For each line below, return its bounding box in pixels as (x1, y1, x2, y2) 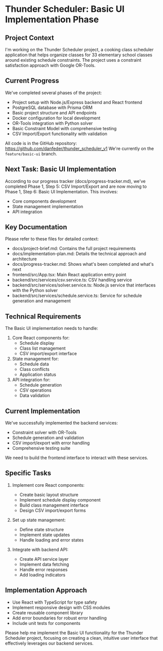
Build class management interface (19, 502, 89, 508)
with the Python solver (12, 288, 58, 293)
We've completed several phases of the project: (5, 90, 102, 96)
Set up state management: (12, 517, 66, 523)
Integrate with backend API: (12, 546, 69, 552)
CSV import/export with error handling (12, 440, 90, 446)
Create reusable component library (12, 610, 83, 615)
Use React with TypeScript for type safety (12, 599, 97, 605)
